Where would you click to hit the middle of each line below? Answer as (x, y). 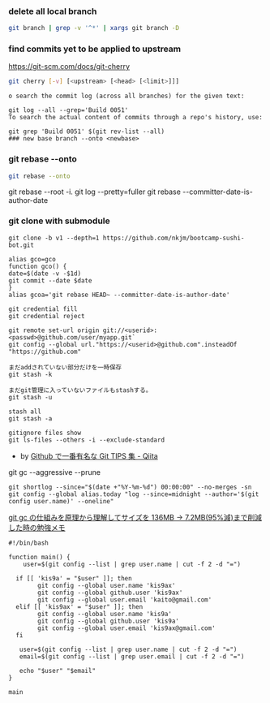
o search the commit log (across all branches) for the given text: (126, 96)
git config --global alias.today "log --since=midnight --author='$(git (134, 494)
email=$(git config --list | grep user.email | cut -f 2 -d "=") (132, 656)
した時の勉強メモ (37, 527)
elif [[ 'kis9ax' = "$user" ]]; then (79, 606)
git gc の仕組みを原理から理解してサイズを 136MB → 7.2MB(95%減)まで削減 (135, 517)
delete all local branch (53, 11)
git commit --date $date (50, 280)
